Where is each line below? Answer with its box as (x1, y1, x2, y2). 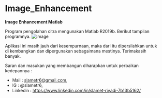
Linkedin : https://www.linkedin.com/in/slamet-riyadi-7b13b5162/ (12, 87, 141, 93)
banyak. (5, 53, 21, 59)
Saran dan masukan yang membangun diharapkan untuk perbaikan (5, 63, 139, 68)
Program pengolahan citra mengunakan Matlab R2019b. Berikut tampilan (5, 28, 150, 34)
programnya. (5, 33, 30, 39)
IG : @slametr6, (12, 82, 43, 88)
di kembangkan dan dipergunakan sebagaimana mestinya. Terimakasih (5, 48, 147, 54)
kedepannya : (5, 67, 32, 73)
